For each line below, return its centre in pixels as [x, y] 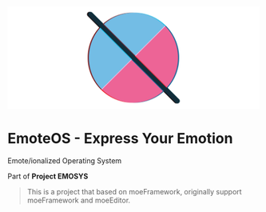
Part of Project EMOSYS [48, 176]
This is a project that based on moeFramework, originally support [134, 192]
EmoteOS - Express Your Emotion [120, 139]
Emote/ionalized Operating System [65, 161]
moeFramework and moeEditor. [79, 200]
